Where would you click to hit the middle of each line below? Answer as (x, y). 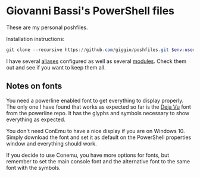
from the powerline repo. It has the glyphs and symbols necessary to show (98, 113)
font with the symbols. (33, 167)
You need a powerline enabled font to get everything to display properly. (95, 100)
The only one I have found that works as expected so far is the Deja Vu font (99, 107)
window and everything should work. (51, 143)
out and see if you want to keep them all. (56, 67)
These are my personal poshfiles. (47, 27)
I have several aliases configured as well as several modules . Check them (96, 61)
